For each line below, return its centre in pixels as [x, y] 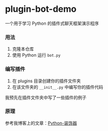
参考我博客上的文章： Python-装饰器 [41, 123]
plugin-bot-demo [41, 9]
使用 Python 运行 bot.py [36, 55]
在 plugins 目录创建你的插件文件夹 [46, 81]
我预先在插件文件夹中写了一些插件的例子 [46, 98]
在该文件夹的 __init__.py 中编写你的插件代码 [58, 87]
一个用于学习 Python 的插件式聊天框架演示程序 [52, 23]
